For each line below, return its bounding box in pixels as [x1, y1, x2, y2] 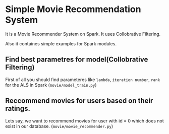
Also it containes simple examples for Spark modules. [5, 40, 117, 46]
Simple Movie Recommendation [5, 4, 141, 15]
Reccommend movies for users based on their [5, 97, 153, 105]
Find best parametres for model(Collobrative [5, 55, 148, 64]
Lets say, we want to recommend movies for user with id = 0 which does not [5, 117, 164, 124]
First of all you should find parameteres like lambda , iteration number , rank [5, 77, 160, 83]
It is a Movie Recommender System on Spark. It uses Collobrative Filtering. [5, 31, 161, 37]
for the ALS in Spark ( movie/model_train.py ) [5, 82, 97, 88]
